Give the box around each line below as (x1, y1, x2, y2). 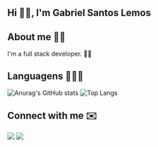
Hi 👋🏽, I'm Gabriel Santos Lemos (7, 7, 152, 19)
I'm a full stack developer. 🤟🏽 (7, 50, 92, 58)
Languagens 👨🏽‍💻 (7, 70, 84, 82)
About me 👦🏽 (7, 31, 66, 43)
